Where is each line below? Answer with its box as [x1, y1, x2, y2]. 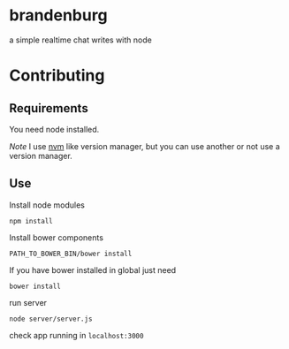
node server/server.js [9, 315, 93, 323]
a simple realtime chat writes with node [9, 34, 152, 45]
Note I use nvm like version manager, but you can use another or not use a [9, 140, 280, 151]
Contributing [9, 65, 105, 86]
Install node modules [9, 200, 86, 210]
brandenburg [9, 5, 108, 26]
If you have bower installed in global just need [9, 264, 177, 275]
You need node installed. [9, 124, 100, 134]
